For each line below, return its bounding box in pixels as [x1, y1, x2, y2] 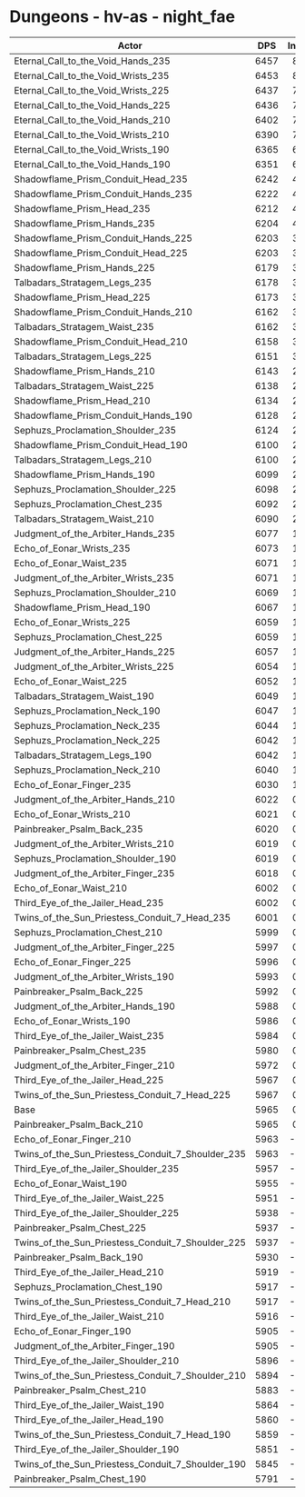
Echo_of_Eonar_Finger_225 [14, 955, 132, 968]
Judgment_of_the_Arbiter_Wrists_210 [14, 837, 174, 850]
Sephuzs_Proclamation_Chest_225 [14, 630, 163, 643]
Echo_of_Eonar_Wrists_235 [14, 542, 131, 554]
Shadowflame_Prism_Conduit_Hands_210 [14, 305, 193, 318]
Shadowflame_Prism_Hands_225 [14, 261, 156, 274]
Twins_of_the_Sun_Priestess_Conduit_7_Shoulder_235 [14, 1147, 247, 1160]
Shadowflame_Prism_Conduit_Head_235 [14, 173, 188, 185]
